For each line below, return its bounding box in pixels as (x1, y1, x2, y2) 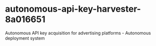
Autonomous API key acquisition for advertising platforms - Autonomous (5, 30, 151, 36)
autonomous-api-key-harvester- (5, 3, 141, 15)
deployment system (5, 35, 45, 41)
